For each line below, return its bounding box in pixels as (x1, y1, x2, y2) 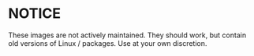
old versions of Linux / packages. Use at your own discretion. (8, 38, 207, 47)
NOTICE (8, 5, 62, 23)
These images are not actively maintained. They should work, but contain (8, 30, 247, 40)
